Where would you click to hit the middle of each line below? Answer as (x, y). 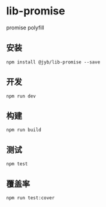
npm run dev (21, 96)
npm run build (24, 130)
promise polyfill (25, 28)
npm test (17, 164)
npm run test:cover (31, 198)
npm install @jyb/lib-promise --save (53, 62)
